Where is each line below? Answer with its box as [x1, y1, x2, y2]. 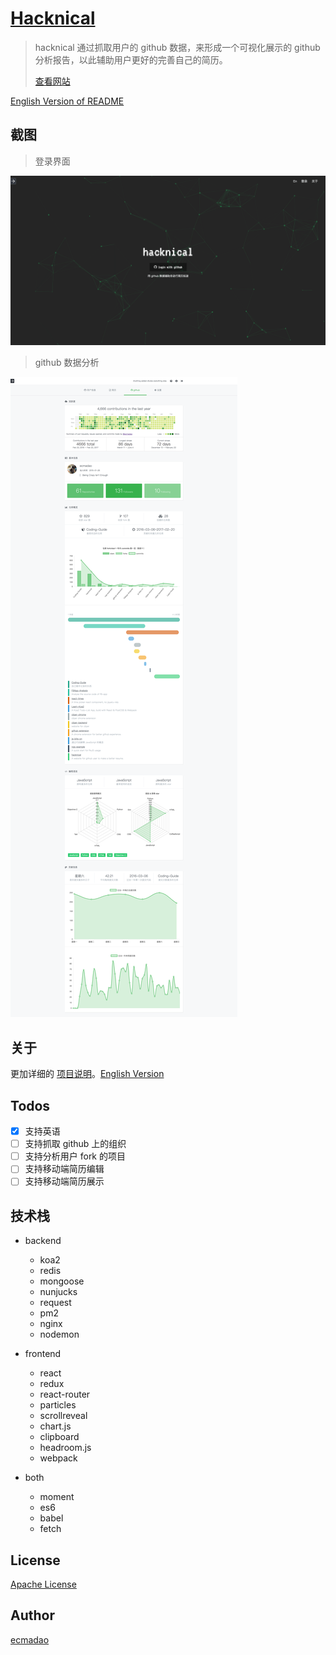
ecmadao [10, 1633, 50, 1646]
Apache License [10, 1578, 77, 1590]
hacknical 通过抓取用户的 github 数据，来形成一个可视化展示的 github [34, 41, 321, 53]
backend [24, 1235, 62, 1247]
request [39, 1297, 72, 1309]
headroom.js [39, 1442, 92, 1454]
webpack [39, 1452, 78, 1464]
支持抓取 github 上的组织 [24, 1138, 127, 1150]
